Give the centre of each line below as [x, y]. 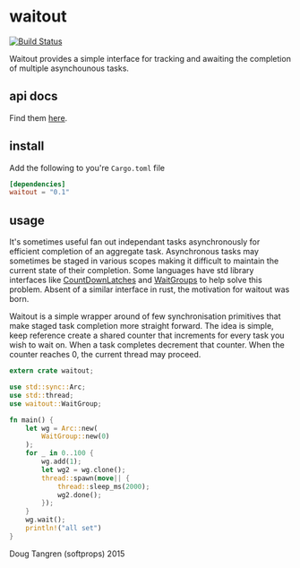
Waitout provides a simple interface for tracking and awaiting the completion [150, 58]
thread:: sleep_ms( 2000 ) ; [103, 486]
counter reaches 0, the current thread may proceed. [105, 355]
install [27, 146]
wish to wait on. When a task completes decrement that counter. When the [147, 345]
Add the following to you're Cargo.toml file [87, 168]
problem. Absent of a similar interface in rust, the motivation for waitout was [150, 289]
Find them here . [39, 117]
